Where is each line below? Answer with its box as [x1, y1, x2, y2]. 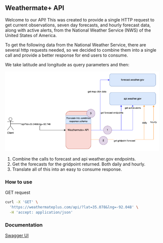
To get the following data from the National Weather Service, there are [5, 41, 146, 48]
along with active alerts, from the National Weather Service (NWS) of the [5, 27, 151, 33]
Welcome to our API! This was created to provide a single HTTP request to [5, 17, 155, 22]
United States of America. [5, 32, 57, 38]
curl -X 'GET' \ [5, 200, 38, 204]
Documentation [5, 222, 43, 228]
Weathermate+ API [5, 4, 64, 12]
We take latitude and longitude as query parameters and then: [5, 61, 129, 67]
